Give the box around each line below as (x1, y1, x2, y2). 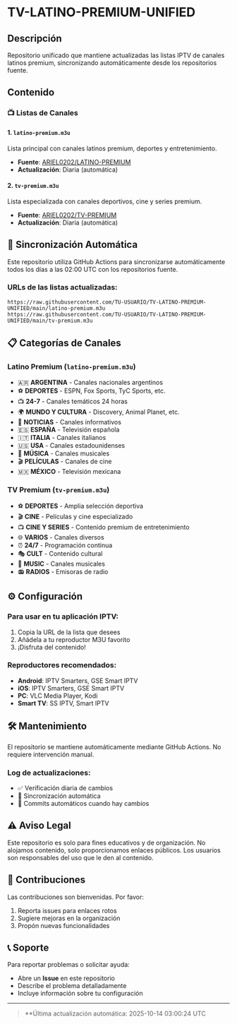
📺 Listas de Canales (7, 108, 79, 118)
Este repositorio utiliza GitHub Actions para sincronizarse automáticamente (7, 257, 226, 266)
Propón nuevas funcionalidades (17, 921, 110, 929)
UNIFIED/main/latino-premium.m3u (7, 304, 106, 311)
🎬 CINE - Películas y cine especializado (17, 512, 133, 520)
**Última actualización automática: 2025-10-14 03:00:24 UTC (24, 1009, 206, 1018)
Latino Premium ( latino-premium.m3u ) (7, 362, 136, 371)
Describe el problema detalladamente (17, 982, 127, 990)
